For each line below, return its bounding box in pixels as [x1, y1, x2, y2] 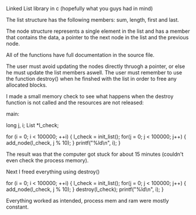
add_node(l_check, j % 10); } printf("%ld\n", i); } [6, 139, 121, 146]
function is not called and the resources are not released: [6, 99, 145, 106]
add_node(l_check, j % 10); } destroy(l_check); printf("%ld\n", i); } [6, 186, 164, 193]
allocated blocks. [6, 81, 47, 88]
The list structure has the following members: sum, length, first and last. [6, 16, 180, 23]
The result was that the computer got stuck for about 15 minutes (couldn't [6, 151, 184, 158]
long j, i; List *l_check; [6, 122, 59, 128]
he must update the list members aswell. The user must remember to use [6, 69, 183, 76]
